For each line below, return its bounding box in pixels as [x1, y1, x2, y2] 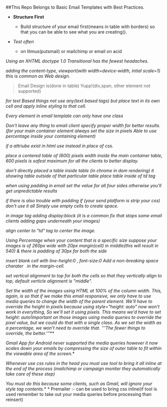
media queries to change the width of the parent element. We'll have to [5, 298, 152, 304]
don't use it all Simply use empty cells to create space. [5, 203, 119, 209]
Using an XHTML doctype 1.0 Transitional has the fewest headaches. [5, 58, 149, 64]
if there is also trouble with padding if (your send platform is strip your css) [5, 198, 160, 203]
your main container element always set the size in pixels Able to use [14, 128, 157, 134]
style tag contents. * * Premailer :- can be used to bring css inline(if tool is [5, 386, 157, 392]
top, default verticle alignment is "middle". [5, 278, 92, 284]
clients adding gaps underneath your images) [5, 218, 100, 224]
